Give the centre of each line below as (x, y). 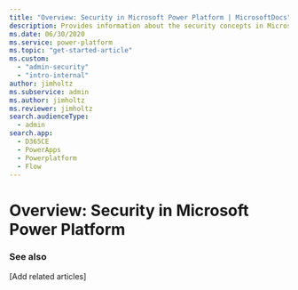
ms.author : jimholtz (47, 100)
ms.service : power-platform (61, 42)
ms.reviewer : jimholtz (51, 109)
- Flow (29, 166)
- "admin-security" (53, 68)
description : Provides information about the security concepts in (137, 26)
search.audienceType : (49, 117)
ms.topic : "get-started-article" (71, 51)
